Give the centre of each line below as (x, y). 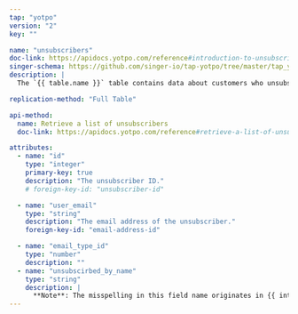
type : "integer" (55, 165)
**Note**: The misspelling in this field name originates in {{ (154, 296)
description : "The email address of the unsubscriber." (131, 222)
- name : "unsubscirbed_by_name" (77, 271)
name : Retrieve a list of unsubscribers (93, 124)
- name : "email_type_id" (63, 246)
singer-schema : (37, 67)
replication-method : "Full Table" (73, 99)
